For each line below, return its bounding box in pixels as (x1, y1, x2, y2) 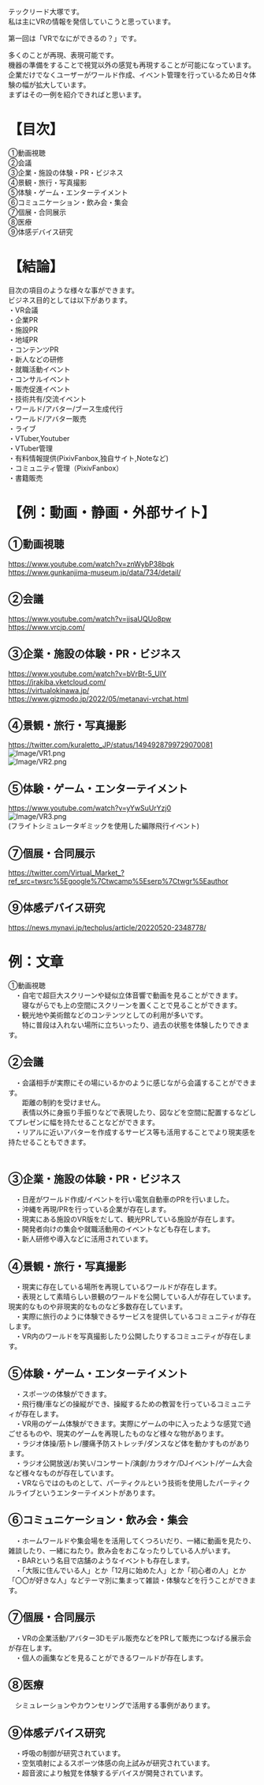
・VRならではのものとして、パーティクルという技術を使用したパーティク (14, 1477, 251, 1488)
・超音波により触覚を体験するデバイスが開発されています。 (14, 1768, 207, 1778)
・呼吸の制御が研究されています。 (14, 1749, 125, 1758)
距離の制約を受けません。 (21, 1097, 105, 1107)
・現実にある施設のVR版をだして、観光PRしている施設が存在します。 (14, 1214, 239, 1224)
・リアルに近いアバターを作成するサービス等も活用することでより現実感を (14, 1127, 256, 1137)
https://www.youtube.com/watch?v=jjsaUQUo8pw (8, 613, 172, 623)
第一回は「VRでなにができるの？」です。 (8, 34, 141, 43)
